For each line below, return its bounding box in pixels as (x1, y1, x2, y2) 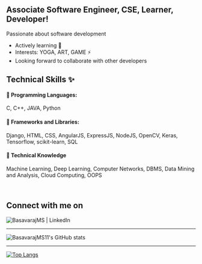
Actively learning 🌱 (14, 41, 62, 49)
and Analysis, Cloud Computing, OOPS (6, 171, 102, 179)
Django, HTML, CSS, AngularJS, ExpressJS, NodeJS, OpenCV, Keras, (6, 131, 179, 139)
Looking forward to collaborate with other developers (14, 57, 147, 64)
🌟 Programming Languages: (6, 91, 78, 98)
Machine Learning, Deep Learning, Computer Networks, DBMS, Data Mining (6, 165, 195, 172)
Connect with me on (6, 200, 84, 211)
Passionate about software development (6, 30, 106, 37)
